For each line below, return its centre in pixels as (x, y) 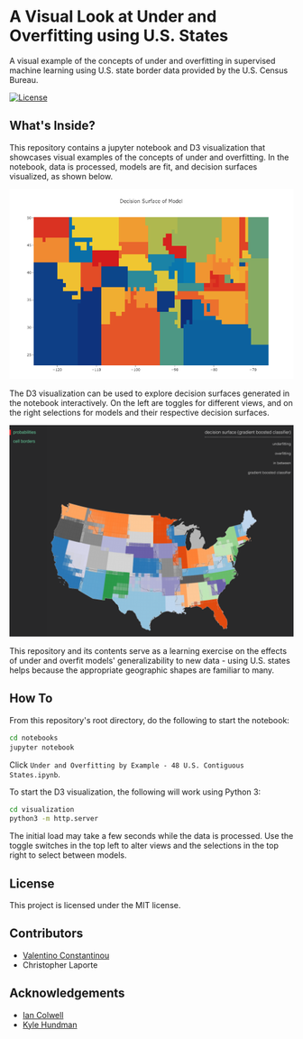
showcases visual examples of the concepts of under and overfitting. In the (149, 157)
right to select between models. (69, 855)
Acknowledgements (67, 993)
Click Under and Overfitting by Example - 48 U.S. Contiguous (127, 765)
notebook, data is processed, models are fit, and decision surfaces (133, 166)
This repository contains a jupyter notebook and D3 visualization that (138, 147)
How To (31, 699)
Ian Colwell (43, 1015)
